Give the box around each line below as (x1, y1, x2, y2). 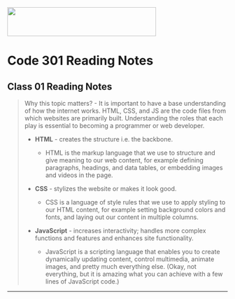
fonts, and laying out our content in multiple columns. (45, 213, 199, 221)
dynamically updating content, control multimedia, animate (45, 255, 215, 263)
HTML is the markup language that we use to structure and (45, 148, 215, 157)
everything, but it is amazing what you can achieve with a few (45, 270, 223, 278)
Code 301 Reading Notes (7, 53, 154, 69)
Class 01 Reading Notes (7, 81, 113, 92)
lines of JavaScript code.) (45, 277, 120, 286)
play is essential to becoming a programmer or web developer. (24, 122, 205, 130)
